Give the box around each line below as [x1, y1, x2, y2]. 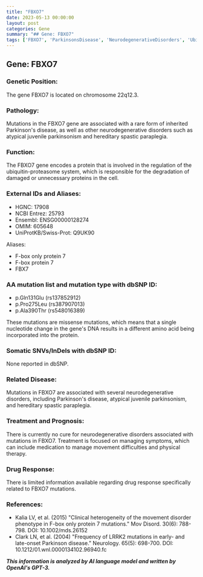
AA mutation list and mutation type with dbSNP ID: [6, 280, 158, 289]
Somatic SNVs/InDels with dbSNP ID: [6, 346, 117, 355]
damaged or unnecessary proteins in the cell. [6, 175, 119, 182]
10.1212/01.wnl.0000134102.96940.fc [14, 546, 107, 553]
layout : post [6, 20, 39, 26]
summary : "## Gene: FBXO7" [6, 31, 74, 37]
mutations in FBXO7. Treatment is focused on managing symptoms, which [6, 437, 190, 444]
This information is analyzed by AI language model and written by [6, 558, 176, 565]
